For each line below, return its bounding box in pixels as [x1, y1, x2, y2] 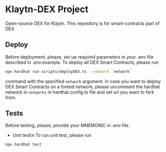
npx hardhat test [5, 142, 42, 147]
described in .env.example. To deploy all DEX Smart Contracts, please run [5, 59, 159, 65]
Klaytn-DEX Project [5, 4, 89, 15]
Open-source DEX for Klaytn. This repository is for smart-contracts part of [5, 20, 160, 26]
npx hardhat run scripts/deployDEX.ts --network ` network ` [5, 69, 132, 74]
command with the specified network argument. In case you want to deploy [5, 78, 161, 84]
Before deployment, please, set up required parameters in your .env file [5, 54, 154, 60]
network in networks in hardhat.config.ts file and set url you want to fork [5, 89, 154, 95]
